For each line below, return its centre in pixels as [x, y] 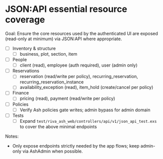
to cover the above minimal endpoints [58, 126]
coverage [25, 20]
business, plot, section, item [48, 54]
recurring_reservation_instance [52, 82]
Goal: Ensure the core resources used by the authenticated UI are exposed [81, 33]
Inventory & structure [34, 48]
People [20, 60]
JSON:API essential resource [66, 9]
